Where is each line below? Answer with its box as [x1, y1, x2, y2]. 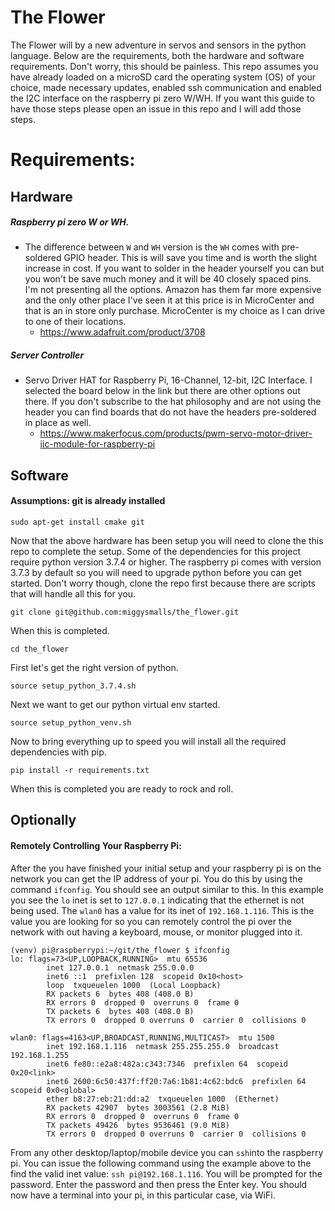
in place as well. [24, 417, 92, 429]
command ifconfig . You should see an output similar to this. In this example [10, 883, 325, 895]
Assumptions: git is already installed [10, 495, 166, 507]
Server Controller [10, 349, 85, 361]
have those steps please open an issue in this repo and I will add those [10, 102, 302, 115]
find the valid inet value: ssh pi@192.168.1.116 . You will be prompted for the [10, 1167, 323, 1180]
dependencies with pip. [10, 746, 107, 758]
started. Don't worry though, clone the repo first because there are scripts [10, 577, 316, 590]
